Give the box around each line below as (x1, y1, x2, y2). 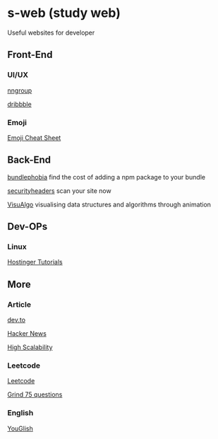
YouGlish (7, 424, 33, 433)
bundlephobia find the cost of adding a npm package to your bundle (7, 172, 206, 181)
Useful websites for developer (7, 28, 95, 37)
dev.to (7, 316, 26, 324)
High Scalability (7, 343, 53, 351)
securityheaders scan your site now (7, 186, 111, 195)
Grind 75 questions (7, 390, 63, 399)
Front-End (7, 49, 53, 61)
